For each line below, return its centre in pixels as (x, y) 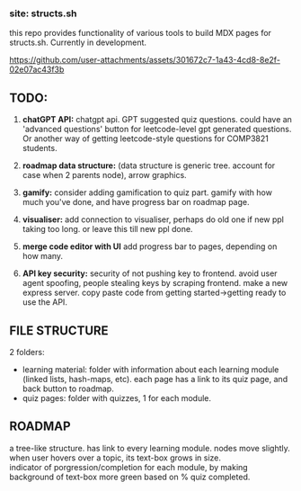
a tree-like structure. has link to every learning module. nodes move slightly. (150, 448)
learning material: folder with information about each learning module (150, 369)
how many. (43, 256)
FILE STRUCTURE (59, 330)
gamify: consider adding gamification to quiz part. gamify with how (147, 192)
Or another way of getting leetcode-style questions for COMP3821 (146, 138)
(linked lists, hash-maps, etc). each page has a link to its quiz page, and (155, 379)
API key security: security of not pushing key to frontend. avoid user (150, 273)
